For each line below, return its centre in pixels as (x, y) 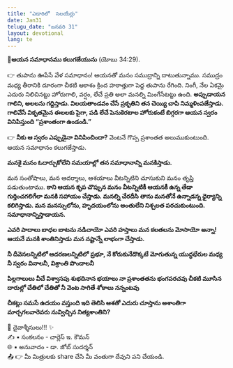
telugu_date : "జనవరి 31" (43, 26)
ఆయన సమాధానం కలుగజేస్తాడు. (47, 148)
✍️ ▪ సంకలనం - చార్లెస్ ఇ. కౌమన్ (48, 337)
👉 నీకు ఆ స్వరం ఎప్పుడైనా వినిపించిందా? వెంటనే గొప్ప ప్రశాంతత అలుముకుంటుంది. (108, 137)
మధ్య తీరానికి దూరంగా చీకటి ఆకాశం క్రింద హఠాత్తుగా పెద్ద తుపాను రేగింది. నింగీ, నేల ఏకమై (116, 85)
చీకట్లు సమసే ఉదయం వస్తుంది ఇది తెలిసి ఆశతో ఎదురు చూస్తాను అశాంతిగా (97, 303)
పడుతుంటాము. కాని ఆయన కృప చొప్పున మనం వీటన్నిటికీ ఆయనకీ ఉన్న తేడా (100, 187)
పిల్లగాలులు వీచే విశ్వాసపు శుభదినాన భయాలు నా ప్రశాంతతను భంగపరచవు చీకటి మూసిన (114, 279)
